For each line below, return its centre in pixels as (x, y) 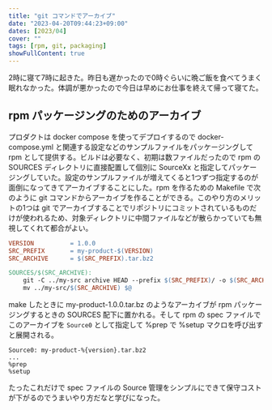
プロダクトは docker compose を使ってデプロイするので (102, 137)
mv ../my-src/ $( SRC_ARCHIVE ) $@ (77, 288)
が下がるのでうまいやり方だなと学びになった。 (86, 398)
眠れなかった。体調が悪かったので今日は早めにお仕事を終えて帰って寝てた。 (136, 88)
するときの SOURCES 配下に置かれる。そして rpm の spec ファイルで (145, 315)
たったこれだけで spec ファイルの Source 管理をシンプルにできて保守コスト (135, 388)
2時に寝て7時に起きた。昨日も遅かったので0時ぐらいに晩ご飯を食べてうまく (135, 77)
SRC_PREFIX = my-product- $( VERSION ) (81, 251)
